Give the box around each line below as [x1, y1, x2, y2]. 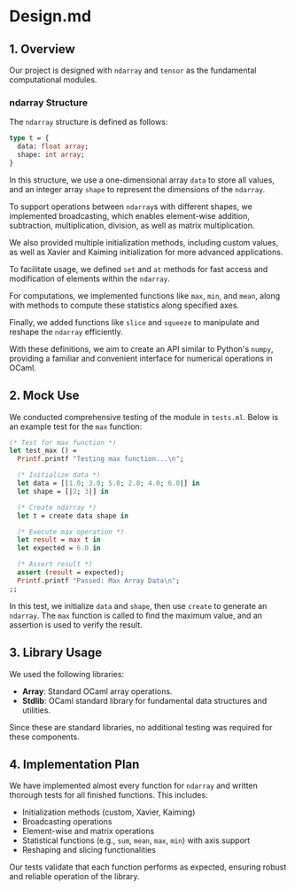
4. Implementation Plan [9, 756, 140, 772]
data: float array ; [17, 142, 89, 152]
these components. [9, 731, 80, 742]
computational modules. [9, 74, 97, 85]
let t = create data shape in [17, 511, 128, 520]
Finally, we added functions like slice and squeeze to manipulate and [9, 316, 260, 327]
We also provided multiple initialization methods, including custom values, [9, 237, 279, 247]
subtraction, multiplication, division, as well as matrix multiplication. [9, 220, 255, 230]
